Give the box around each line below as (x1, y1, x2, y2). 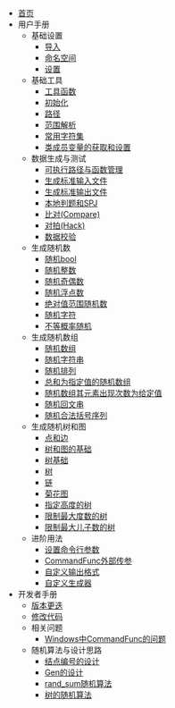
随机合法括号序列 (44, 410, 108, 420)
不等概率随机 (44, 321, 92, 331)
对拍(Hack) (44, 220, 86, 231)
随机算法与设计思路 (30, 645, 103, 655)
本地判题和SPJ (44, 198, 98, 208)
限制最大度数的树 (44, 510, 108, 521)
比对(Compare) (44, 209, 101, 219)
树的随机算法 (44, 689, 92, 700)
